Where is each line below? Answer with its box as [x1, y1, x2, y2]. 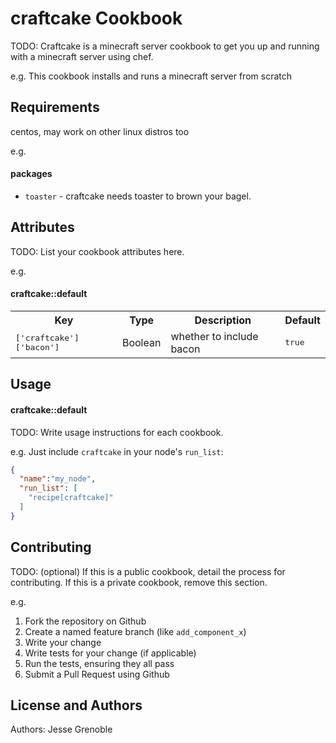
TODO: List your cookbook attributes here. [10, 245, 185, 257]
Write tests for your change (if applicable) [24, 647, 197, 659]
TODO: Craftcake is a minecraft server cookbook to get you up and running [10, 40, 320, 52]
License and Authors [10, 697, 143, 714]
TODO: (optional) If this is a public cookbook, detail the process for [10, 565, 286, 577]
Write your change [24, 636, 102, 648]
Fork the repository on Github [24, 615, 147, 627]
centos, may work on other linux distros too [10, 125, 190, 137]
